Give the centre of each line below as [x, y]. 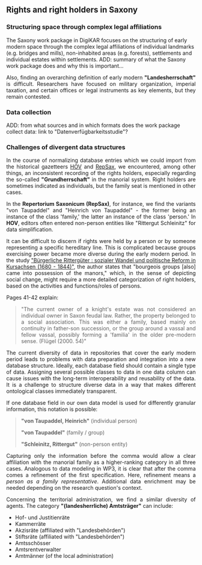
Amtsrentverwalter [38, 549]
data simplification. [30, 230]
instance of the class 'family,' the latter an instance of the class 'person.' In [101, 217]
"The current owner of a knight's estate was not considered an [108, 309]
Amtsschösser [33, 543]
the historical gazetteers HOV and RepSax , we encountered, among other [101, 167]
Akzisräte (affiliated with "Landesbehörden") [70, 530]
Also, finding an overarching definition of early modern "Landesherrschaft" [101, 77]
